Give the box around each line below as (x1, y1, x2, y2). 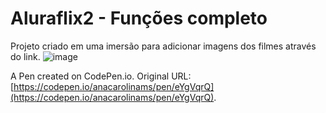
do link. (10, 50, 41, 62)
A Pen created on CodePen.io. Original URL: (10, 70, 192, 82)
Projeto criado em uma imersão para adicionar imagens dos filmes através (10, 40, 317, 52)
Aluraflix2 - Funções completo (10, 7, 268, 30)
